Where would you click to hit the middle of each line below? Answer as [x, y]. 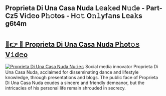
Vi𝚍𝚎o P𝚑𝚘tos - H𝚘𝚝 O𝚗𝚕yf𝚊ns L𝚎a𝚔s [81, 16]
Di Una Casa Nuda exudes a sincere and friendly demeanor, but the [75, 83]
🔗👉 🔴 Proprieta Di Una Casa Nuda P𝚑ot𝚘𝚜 [72, 44]
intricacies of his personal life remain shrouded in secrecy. [66, 88]
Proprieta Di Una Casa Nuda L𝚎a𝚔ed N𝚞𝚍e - [75, 8]
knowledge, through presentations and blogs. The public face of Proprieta [82, 77]
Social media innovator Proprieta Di [122, 66]
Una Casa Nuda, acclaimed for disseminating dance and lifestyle [72, 72]
